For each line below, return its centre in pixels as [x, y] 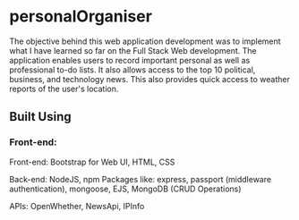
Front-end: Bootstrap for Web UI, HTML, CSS [92, 162]
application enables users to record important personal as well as [130, 60]
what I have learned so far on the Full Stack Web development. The [133, 50]
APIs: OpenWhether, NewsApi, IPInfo [77, 206]
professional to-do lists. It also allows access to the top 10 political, [132, 70]
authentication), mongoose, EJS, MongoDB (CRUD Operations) [125, 189]
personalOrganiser [81, 17]
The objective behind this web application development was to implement [145, 41]
